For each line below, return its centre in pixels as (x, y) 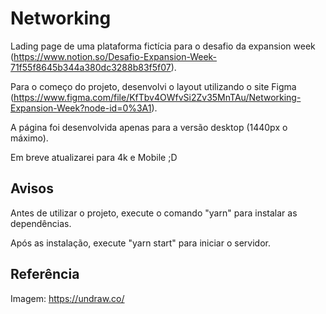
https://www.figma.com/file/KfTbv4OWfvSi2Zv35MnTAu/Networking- (157, 97)
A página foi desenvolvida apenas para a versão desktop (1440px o (149, 127)
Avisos (32, 188)
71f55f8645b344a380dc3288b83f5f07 (91, 67)
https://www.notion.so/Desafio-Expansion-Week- (115, 56)
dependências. (41, 223)
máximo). (29, 138)
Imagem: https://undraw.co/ (67, 298)
